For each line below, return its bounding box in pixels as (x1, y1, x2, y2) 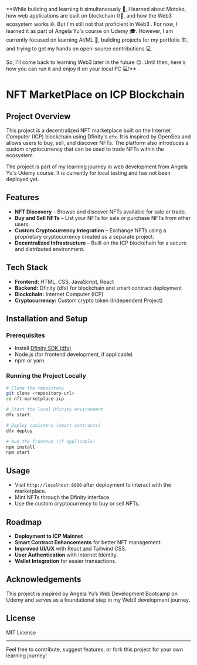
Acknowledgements (6, 575, 81, 585)
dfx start (6, 412, 30, 418)
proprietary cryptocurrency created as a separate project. (14, 233, 154, 240)
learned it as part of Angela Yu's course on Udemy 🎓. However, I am (6, 28, 174, 35)
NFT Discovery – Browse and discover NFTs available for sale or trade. (14, 208, 186, 215)
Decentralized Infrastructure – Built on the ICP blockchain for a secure (14, 239, 187, 246)
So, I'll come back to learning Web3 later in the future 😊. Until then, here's (6, 59, 186, 66)
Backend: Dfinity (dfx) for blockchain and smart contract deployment (14, 284, 182, 291)
